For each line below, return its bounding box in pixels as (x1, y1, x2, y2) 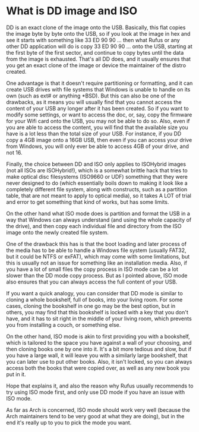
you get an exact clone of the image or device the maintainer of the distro (6, 61, 186, 69)
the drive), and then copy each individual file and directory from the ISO (6, 222, 182, 229)
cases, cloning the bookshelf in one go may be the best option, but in (6, 302, 176, 310)
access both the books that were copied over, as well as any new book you (6, 364, 190, 371)
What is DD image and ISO (6, 4, 138, 18)
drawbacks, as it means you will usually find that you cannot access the (6, 98, 182, 105)
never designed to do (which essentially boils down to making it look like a (6, 179, 188, 187)
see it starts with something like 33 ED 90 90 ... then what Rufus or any (6, 36, 180, 43)
